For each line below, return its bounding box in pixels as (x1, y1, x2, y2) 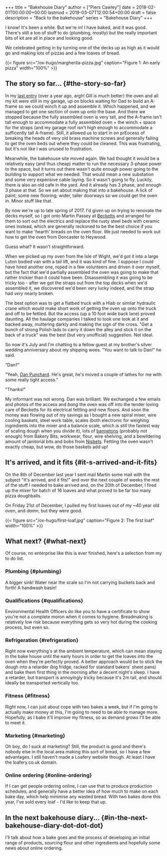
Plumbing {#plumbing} (5, 568, 62, 575)
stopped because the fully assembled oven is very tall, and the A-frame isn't (5, 114, 162, 120)
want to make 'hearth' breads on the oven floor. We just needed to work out (5, 228, 161, 234)
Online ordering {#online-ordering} (5, 772, 92, 779)
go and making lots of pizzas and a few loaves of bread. (5, 50, 121, 56)
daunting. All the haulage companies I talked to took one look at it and (5, 316, 149, 322)
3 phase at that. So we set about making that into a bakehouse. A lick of (5, 187, 153, 193)
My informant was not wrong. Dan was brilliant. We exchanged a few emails (5, 396, 161, 402)
